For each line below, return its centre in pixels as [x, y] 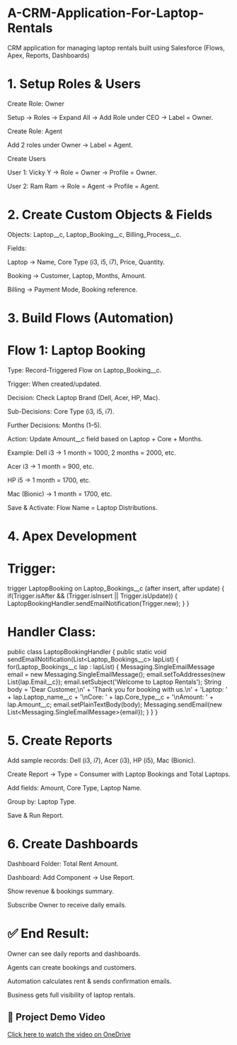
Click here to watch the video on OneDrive [69, 1034]
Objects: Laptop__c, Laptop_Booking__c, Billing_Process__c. [94, 234]
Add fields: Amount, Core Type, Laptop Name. [75, 787]
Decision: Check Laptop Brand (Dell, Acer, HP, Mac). [84, 397]
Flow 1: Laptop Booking [77, 351]
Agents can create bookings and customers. [72, 967]
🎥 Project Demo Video [57, 1017]
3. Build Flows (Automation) [91, 318]
